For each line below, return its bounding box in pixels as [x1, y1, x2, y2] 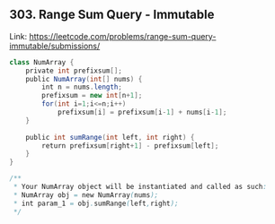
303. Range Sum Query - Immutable [9, 7, 215, 22]
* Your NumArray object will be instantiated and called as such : [13, 183, 268, 192]
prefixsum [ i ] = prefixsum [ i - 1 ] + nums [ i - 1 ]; [57, 108, 227, 117]
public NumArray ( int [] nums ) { [25, 74, 143, 83]
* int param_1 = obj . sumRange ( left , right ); [13, 199, 179, 208]
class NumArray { [9, 57, 75, 66]
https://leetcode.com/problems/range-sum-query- [29, 30, 217, 41]
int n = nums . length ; [41, 82, 123, 92]
